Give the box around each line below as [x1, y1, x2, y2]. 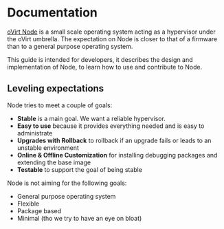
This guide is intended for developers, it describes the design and [7, 55, 194, 63]
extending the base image [16, 158, 91, 166]
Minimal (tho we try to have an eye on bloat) [16, 214, 142, 222]
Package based [16, 206, 62, 215]
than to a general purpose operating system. [7, 42, 133, 50]
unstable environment [16, 143, 79, 152]
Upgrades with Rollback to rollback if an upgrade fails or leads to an [16, 136, 212, 144]
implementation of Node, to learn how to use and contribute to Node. [7, 63, 203, 71]
